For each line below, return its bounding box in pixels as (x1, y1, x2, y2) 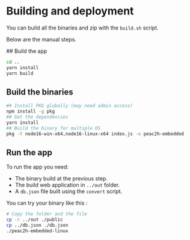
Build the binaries (6, 87, 73, 97)
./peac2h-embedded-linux (6, 228, 69, 234)
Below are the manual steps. (6, 35, 77, 43)
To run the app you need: (6, 164, 69, 171)
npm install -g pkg (6, 108, 55, 115)
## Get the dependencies (6, 114, 69, 120)
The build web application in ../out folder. (14, 182, 120, 189)
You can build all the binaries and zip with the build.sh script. (6, 24, 159, 31)
